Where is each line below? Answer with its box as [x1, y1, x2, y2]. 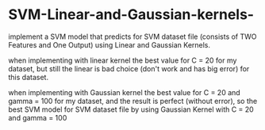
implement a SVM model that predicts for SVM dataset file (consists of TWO [8, 32, 257, 41]
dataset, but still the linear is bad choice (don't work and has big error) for [8, 63, 250, 73]
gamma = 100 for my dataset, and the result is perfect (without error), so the [8, 96, 258, 105]
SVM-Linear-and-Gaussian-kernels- [8, 6, 255, 24]
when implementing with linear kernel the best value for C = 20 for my [8, 55, 237, 65]
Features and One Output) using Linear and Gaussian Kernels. [8, 40, 211, 49]
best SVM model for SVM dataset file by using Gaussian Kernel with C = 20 [8, 105, 254, 114]
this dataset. [8, 72, 49, 82]
